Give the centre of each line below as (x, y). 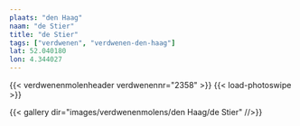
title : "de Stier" (44, 34)
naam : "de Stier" (42, 26)
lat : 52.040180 (38, 51)
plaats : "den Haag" (46, 18)
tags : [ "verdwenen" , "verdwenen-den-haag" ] (93, 43)
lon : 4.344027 (36, 59)
